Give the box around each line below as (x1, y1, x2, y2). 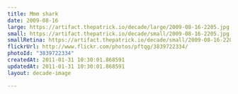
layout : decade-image (7, 69, 72, 76)
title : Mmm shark (7, 10, 59, 18)
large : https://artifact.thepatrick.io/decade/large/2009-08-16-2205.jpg (7, 23, 230, 30)
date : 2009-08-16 (7, 17, 59, 24)
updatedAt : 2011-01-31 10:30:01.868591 (7, 63, 125, 70)
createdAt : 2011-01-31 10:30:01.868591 (7, 57, 125, 64)
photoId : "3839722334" (7, 50, 74, 57)
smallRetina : (7, 37, 46, 44)
